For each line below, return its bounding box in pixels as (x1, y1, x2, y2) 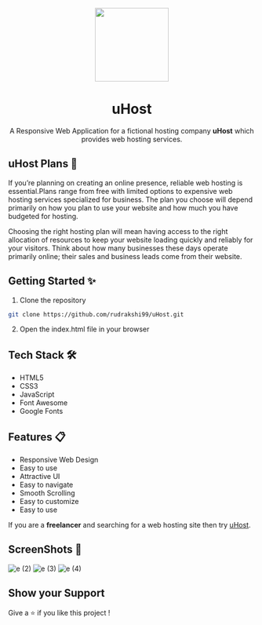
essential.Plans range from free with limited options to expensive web (8, 186, 233, 196)
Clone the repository (19, 295, 86, 305)
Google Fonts (19, 407, 64, 416)
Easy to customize (19, 497, 79, 506)
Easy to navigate (19, 480, 74, 490)
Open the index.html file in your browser (19, 324, 150, 334)
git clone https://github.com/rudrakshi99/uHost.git (8, 310, 184, 318)
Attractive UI (19, 472, 60, 481)
